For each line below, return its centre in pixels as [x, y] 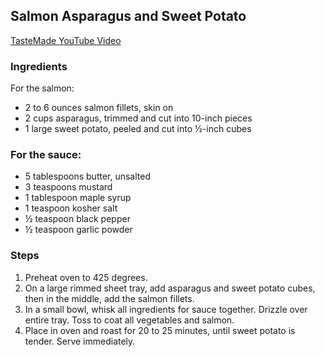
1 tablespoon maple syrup [78, 198]
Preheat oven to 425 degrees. [86, 277]
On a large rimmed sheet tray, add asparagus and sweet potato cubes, [170, 288]
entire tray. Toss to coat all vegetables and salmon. [129, 320]
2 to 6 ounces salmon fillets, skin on [99, 108]
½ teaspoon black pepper [77, 219]
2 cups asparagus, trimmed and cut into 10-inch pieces [138, 118]
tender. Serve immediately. [80, 341]
